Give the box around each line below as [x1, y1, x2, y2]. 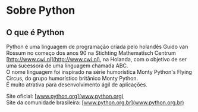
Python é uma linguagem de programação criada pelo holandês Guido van [6, 43, 188, 50]
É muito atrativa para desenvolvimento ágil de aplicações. [6, 81, 147, 88]
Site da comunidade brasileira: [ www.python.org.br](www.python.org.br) [6, 99, 184, 106]
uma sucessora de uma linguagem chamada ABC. [6, 62, 128, 69]
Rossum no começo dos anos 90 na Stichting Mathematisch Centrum [6, 49, 177, 57]
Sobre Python [6, 4, 76, 17]
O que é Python [6, 27, 64, 38]
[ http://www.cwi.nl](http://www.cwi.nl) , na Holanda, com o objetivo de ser [6, 56, 187, 63]
